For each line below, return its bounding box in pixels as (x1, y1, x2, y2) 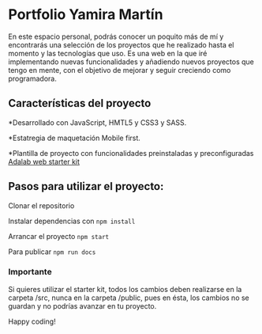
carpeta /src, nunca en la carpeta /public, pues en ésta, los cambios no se (8, 293, 250, 302)
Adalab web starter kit (8, 157, 80, 166)
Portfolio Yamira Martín (8, 6, 163, 24)
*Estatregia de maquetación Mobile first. (8, 133, 140, 142)
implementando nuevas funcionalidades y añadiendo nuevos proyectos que (8, 57, 255, 66)
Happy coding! (8, 317, 57, 326)
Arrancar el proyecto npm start (8, 231, 109, 241)
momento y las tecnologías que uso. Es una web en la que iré (8, 48, 208, 58)
